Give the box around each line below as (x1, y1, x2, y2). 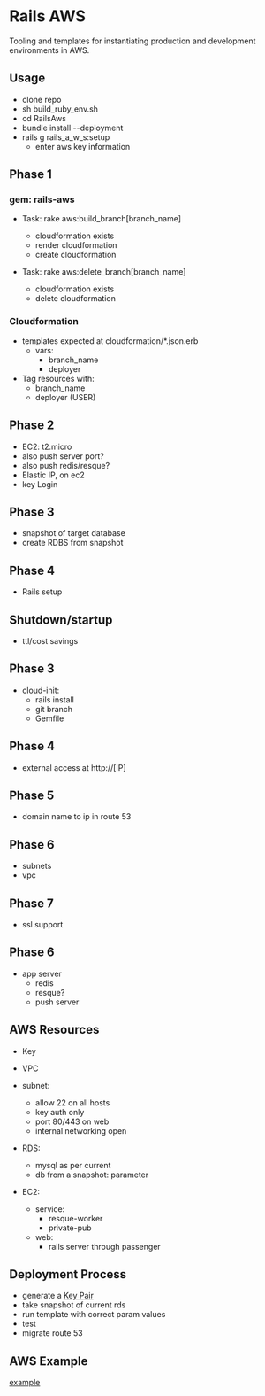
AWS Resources (9, 1022, 100, 1037)
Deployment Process (9, 1267, 127, 1282)
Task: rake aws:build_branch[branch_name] (21, 213, 182, 224)
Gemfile (34, 713, 64, 724)
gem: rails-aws (9, 193, 75, 206)
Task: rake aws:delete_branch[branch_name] (21, 267, 186, 277)
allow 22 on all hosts (34, 1097, 110, 1108)
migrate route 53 (21, 1328, 83, 1338)
